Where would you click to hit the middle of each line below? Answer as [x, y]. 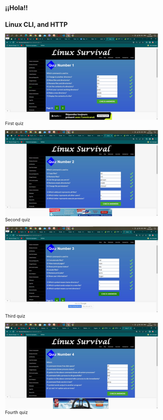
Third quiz [15, 316]
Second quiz [18, 220]
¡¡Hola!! [16, 8]
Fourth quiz [16, 412]
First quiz [14, 123]
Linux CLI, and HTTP [36, 25]
